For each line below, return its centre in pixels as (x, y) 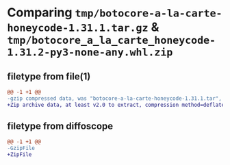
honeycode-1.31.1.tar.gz (78, 28)
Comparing (40, 13)
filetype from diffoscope (60, 126)
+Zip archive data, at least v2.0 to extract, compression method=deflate (116, 105)
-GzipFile (21, 149)
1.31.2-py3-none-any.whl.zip (90, 52)
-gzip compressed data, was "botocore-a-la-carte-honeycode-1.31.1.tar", (115, 98)
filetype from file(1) (49, 76)
